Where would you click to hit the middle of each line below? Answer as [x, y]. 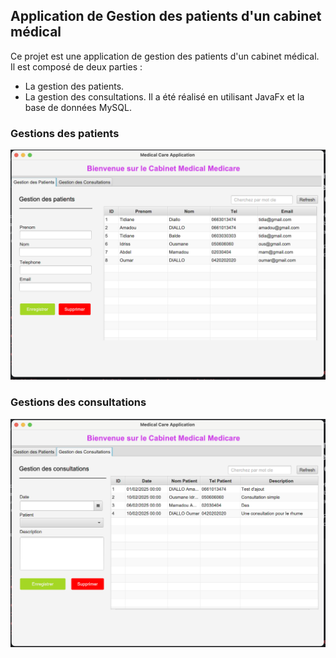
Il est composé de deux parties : [76, 66]
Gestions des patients [65, 133]
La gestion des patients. [74, 86]
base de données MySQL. [78, 107]
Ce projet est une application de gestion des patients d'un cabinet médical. [165, 56]
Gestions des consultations [78, 402]
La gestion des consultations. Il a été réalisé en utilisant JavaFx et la [164, 96]
